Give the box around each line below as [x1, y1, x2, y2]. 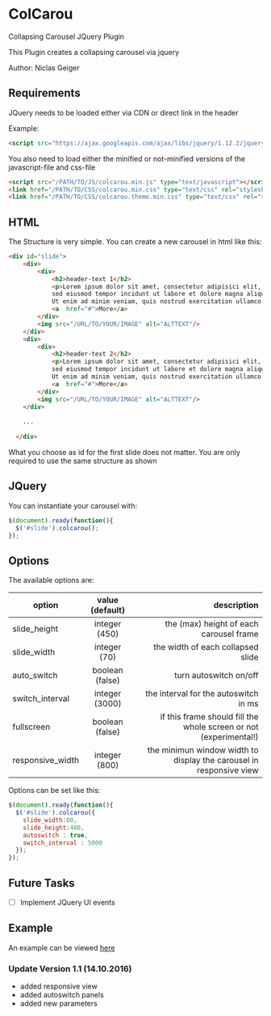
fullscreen [12, 721, 51, 732]
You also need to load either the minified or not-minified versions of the [8, 154, 246, 163]
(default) [90, 605, 125, 616]
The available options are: [8, 575, 94, 585]
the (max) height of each [165, 618, 259, 630]
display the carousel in [173, 755, 259, 766]
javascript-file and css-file [8, 162, 96, 172]
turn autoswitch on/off [174, 670, 259, 681]
